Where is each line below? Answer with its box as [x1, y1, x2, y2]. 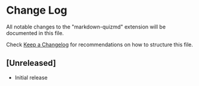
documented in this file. [6, 29, 64, 36]
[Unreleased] [6, 58, 57, 68]
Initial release [14, 74, 48, 81]
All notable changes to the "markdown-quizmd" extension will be [6, 23, 166, 30]
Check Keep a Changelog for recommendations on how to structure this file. [6, 41, 194, 48]
